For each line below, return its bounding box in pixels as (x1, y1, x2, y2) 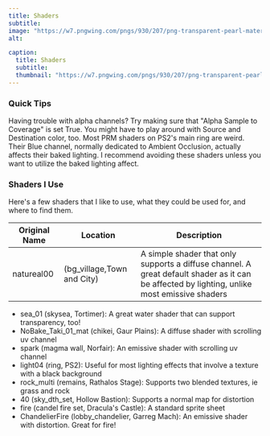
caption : (8, 49, 38, 57)
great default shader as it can (140, 269, 252, 280)
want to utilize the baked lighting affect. (8, 158, 139, 169)
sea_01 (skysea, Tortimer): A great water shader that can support (19, 309, 235, 319)
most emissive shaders (140, 289, 227, 300)
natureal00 (12, 269, 54, 280)
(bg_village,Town (63, 263, 128, 274)
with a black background (19, 369, 102, 379)
